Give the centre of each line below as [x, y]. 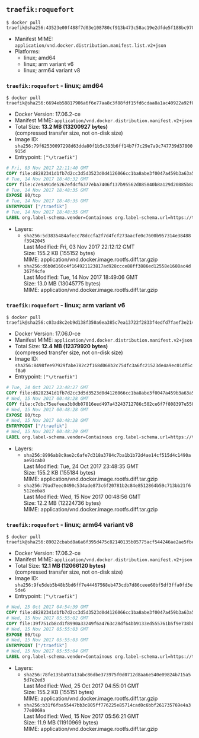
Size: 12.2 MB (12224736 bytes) [62, 503]
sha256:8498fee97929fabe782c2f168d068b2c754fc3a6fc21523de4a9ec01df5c [104, 366]
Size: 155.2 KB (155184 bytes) [60, 472]
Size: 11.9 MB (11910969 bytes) [61, 722]
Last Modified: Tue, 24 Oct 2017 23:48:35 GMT [81, 466]
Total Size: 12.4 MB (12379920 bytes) [61, 346]
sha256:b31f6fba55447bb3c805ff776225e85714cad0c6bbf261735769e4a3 [107, 705]
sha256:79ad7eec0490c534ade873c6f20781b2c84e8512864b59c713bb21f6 [107, 486]
